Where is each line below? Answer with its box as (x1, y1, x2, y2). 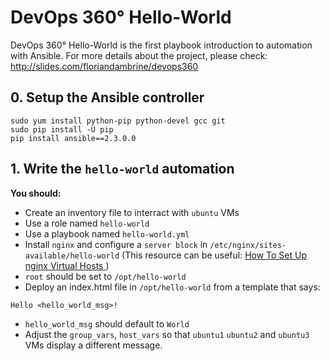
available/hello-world (24, 251, 120, 261)
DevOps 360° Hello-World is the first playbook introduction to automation (10, 39, 313, 51)
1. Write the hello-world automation (10, 161, 235, 178)
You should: (10, 187, 62, 199)
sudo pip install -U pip (10, 124, 114, 135)
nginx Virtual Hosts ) (24, 259, 110, 271)
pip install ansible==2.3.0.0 (10, 133, 137, 143)
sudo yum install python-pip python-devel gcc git (10, 116, 226, 126)
